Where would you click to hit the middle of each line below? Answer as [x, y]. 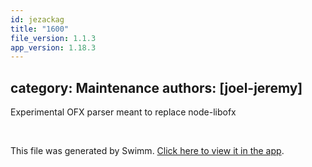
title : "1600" [40, 29]
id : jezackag [37, 19]
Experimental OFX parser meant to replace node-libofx [123, 112]
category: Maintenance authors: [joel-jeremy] [156, 87]
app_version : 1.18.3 [53, 47]
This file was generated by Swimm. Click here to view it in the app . [147, 151]
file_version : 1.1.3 [53, 38]
